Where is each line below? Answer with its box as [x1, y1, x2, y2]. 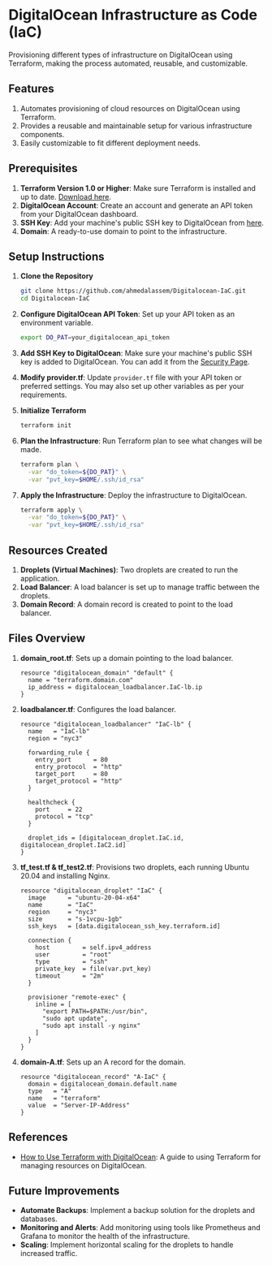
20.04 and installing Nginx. [19, 870, 110, 880]
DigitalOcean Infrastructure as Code [8, 6, 258, 24]
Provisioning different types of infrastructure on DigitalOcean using [8, 50, 233, 59]
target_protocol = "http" [35, 777, 123, 785]
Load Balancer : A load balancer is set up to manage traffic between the [19, 582, 260, 592]
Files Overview [8, 632, 86, 645]
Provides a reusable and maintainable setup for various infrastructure [19, 120, 253, 131]
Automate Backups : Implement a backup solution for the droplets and [19, 1206, 256, 1215]
